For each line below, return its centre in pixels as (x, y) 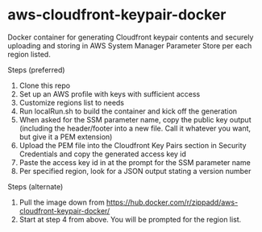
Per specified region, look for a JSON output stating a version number (135, 171)
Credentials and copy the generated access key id (103, 154)
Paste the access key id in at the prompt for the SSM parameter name (135, 162)
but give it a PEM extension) (66, 137)
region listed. (29, 54)
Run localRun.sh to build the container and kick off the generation (128, 111)
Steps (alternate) (35, 186)
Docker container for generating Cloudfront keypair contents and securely (131, 37)
